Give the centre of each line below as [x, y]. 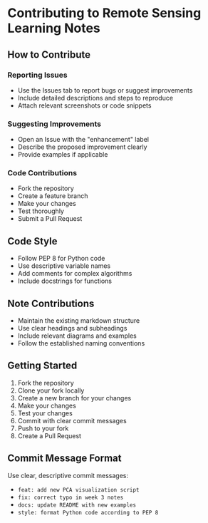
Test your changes [45, 413]
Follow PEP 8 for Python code [61, 259]
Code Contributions [42, 173]
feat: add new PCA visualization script [78, 490]
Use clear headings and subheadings [72, 328]
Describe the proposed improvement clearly [82, 147]
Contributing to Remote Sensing [104, 13]
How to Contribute [49, 55]
